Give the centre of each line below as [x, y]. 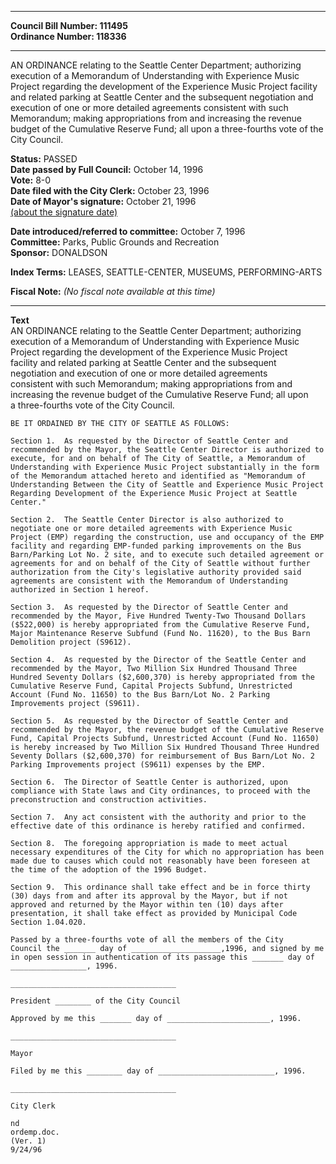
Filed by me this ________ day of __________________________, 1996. [158, 1071]
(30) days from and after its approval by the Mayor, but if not [149, 896]
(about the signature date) [64, 212]
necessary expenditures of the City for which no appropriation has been [167, 852]
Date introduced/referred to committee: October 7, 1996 [128, 231]
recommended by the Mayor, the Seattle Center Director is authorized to [167, 450]
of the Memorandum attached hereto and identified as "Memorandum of [158, 476]
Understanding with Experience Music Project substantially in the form [165, 467]
